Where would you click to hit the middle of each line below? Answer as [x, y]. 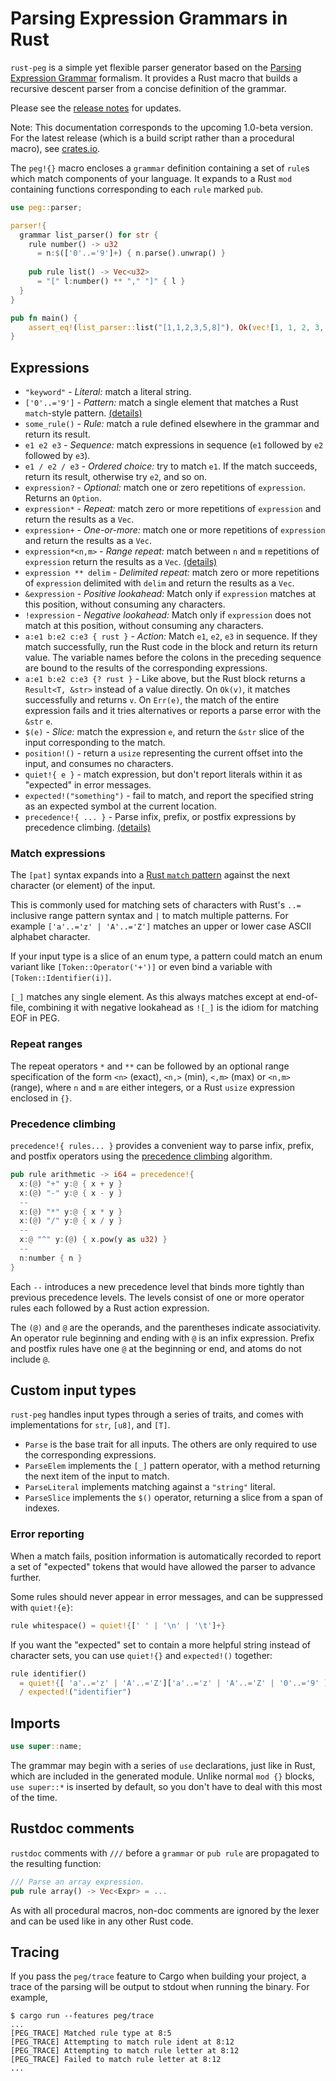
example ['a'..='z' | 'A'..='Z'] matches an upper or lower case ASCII [161, 926]
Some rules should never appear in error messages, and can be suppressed [167, 1596]
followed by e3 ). [57, 456]
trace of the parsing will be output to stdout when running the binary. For [160, 1987]
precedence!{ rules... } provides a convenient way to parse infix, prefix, [162, 1146]
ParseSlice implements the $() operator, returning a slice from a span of [173, 1498]
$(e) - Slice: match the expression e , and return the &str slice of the [164, 732]
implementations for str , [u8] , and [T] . [90, 1425]
